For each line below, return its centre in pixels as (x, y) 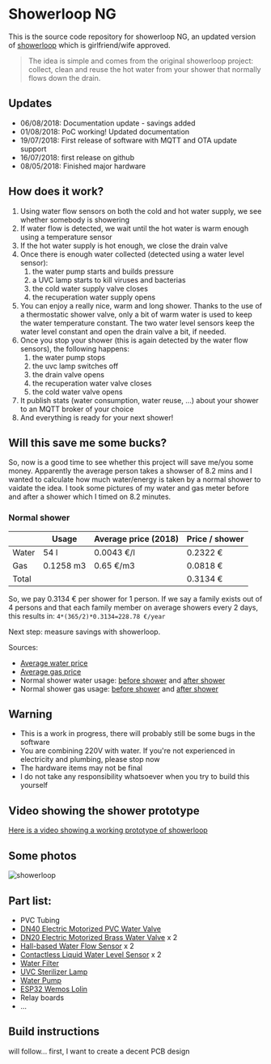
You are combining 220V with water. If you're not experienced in (127, 751)
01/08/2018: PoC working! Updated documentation (105, 131)
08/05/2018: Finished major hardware (83, 166)
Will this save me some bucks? (88, 443)
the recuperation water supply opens (94, 297)
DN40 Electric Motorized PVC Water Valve (91, 929)
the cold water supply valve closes (90, 288)
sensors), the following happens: (74, 348)
